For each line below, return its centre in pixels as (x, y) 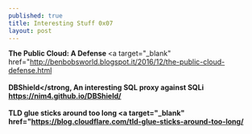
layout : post (30, 30)
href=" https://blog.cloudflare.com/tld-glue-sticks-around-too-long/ (126, 122)
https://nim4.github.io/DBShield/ (65, 96)
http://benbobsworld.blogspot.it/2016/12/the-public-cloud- (127, 62)
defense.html (30, 71)
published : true (35, 16)
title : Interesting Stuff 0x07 (61, 23)
